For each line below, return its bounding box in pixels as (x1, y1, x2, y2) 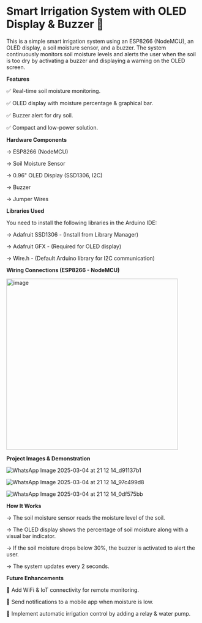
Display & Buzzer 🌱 (6, 17, 104, 31)
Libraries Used (6, 207, 45, 215)
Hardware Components (6, 136, 67, 143)
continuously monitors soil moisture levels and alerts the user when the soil (6, 50, 196, 57)
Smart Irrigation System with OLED (6, 4, 187, 18)
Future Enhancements (6, 574, 64, 581)
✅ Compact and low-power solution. (6, 123, 99, 131)
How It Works (6, 502, 42, 509)
